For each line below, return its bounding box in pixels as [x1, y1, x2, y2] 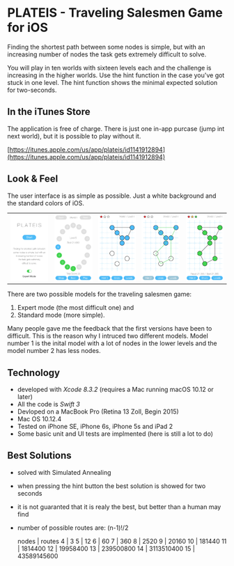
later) [17, 392, 33, 401]
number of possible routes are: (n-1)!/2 [17, 524, 129, 532]
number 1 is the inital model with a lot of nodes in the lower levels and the [7, 339, 217, 347]
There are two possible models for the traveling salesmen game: [7, 290, 192, 299]
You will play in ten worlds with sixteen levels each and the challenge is [7, 63, 212, 72]
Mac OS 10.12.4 [17, 414, 62, 423]
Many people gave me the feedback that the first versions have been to [7, 324, 212, 333]
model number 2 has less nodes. [7, 347, 101, 355]
